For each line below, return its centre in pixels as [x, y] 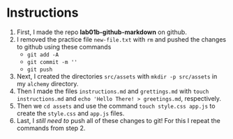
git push [40, 69]
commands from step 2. [51, 128]
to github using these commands [64, 47]
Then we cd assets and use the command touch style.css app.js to [116, 106]
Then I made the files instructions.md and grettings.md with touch [113, 91]
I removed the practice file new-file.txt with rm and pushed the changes [121, 39]
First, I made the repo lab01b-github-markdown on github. [102, 32]
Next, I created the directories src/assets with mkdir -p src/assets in [117, 76]
